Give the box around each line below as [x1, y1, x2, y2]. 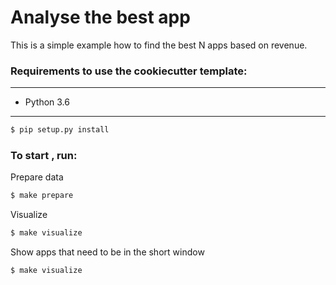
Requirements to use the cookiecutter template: [10, 64, 248, 78]
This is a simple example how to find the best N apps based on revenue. [10, 39, 308, 51]
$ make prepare [10, 191, 74, 201]
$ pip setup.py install [10, 125, 110, 135]
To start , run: [10, 149, 78, 163]
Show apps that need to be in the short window [10, 246, 205, 258]
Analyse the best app [10, 6, 191, 29]
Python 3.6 [24, 96, 70, 108]
